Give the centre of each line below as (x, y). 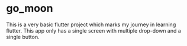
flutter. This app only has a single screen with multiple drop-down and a (94, 30)
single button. (23, 37)
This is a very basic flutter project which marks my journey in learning (91, 24)
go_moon (30, 8)
